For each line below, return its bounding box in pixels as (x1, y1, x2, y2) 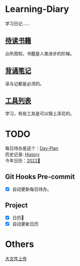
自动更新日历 (12, 221, 39, 227)
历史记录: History (5, 151, 40, 157)
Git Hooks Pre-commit (5, 172, 75, 181)
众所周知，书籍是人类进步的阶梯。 (5, 51, 75, 57)
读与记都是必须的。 (5, 80, 44, 86)
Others (5, 239, 35, 250)
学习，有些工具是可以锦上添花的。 (5, 111, 75, 117)
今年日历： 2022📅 (5, 158, 40, 164)
